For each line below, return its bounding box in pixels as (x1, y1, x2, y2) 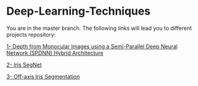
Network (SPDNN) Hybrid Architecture (6, 49, 104, 56)
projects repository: (6, 30, 56, 38)
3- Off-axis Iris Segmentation (6, 73, 80, 80)
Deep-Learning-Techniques (6, 4, 151, 18)
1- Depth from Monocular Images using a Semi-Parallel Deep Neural (6, 43, 178, 50)
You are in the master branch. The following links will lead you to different (6, 24, 192, 32)
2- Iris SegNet (6, 61, 42, 68)
